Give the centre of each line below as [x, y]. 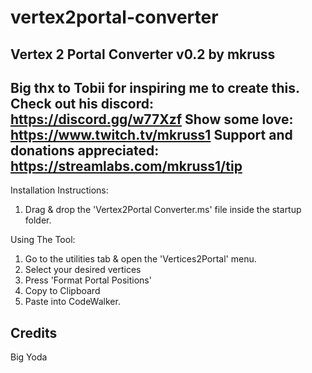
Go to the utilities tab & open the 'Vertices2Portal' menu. [140, 259]
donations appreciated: [85, 150]
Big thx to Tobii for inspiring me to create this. [155, 87]
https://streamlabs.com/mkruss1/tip [126, 166]
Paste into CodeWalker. [72, 302]
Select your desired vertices [83, 270]
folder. [38, 220]
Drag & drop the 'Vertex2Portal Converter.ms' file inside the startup [163, 210]
